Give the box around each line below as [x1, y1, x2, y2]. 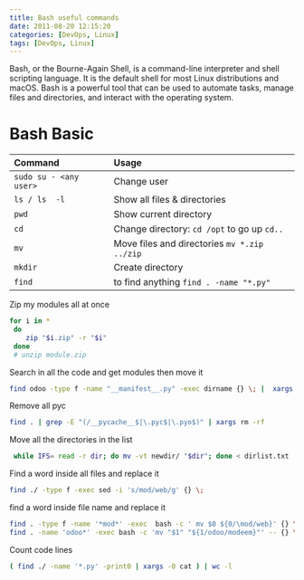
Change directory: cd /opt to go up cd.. [113, 223, 284, 235]
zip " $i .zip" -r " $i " [25, 333, 107, 342]
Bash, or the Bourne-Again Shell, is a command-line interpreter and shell [9, 63, 280, 74]
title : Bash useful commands [9, 13, 119, 23]
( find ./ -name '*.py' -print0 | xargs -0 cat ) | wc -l [9, 562, 233, 571]
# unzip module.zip [13, 350, 88, 359]
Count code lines [9, 544, 73, 555]
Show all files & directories [113, 194, 226, 206]
